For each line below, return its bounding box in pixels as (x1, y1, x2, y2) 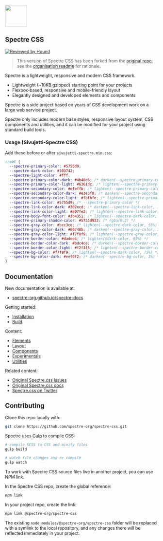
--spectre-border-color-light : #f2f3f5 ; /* (9, 245, 98, 250)
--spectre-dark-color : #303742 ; (9, 168, 75, 173)
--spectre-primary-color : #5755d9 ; (9, 164, 81, 168)
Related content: (5, 368, 38, 374)
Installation (12, 314, 34, 319)
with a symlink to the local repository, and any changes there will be (5, 525, 141, 531)
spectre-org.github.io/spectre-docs (12, 295, 83, 301)
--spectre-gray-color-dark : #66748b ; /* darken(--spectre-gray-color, (9, 227, 155, 232)
